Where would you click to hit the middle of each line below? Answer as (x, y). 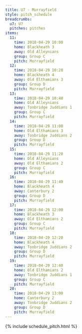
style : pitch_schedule (29, 14)
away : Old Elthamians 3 (39, 79)
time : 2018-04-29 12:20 (39, 237)
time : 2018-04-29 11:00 (39, 126)
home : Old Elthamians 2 (39, 270)
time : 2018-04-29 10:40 (39, 98)
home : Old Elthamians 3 (39, 130)
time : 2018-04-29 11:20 (39, 154)
